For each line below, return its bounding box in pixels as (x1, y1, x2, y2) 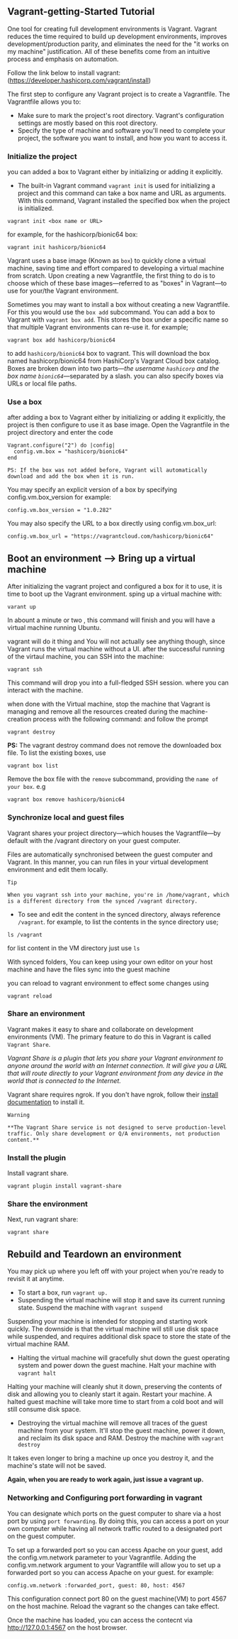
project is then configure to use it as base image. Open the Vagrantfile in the (7, 420, 230, 429)
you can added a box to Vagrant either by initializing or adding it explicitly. (7, 168, 223, 176)
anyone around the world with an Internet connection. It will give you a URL (7, 1061, 228, 1069)
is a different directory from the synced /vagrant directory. (7, 898, 198, 905)
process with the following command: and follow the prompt (33, 715, 209, 724)
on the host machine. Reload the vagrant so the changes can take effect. (7, 1601, 220, 1611)
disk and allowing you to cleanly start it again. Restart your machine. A (7, 1390, 212, 1398)
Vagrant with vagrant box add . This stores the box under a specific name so (7, 315, 229, 324)
